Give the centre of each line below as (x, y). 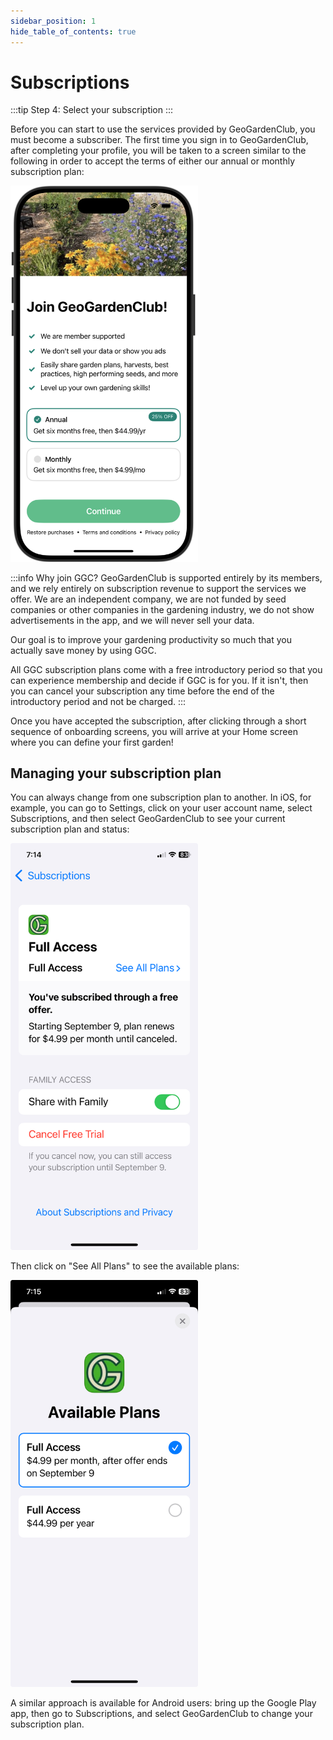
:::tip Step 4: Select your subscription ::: (92, 110)
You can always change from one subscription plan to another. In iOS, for (161, 797)
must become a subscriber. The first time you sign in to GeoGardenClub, (159, 140)
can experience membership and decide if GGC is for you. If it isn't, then (159, 680)
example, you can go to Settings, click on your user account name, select (161, 808)
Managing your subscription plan (116, 773)
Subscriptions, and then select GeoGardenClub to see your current (148, 819)
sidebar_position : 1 (53, 21)
